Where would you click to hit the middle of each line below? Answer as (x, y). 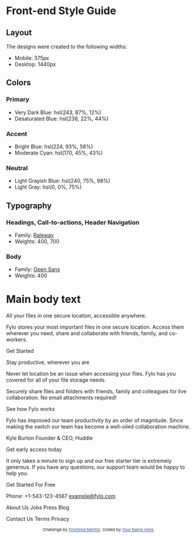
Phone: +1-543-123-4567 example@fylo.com (61, 496)
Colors (18, 83)
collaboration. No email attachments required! (61, 397)
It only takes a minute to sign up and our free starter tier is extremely (89, 461)
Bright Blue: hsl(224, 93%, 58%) (54, 146)
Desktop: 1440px (35, 64)
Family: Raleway (34, 235)
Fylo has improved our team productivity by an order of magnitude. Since (94, 420)
